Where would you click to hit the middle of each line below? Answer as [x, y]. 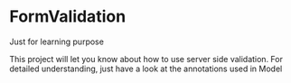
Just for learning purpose [56, 41]
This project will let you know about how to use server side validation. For [146, 59]
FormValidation [68, 17]
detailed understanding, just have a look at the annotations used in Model [146, 69]
